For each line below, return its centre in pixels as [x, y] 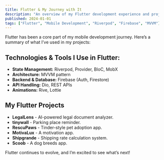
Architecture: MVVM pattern [41, 75]
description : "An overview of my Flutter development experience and [77, 14]
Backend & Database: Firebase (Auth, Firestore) [61, 80]
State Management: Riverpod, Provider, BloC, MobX [65, 69]
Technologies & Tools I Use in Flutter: [63, 57]
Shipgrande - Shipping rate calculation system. [60, 138]
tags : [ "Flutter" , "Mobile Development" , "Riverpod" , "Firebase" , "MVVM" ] [83, 23]
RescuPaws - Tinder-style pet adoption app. [57, 127]
